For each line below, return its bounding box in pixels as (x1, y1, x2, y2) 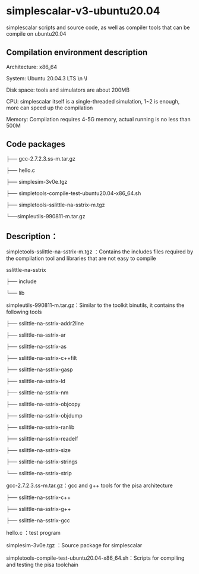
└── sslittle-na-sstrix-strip (6, 470, 72, 477)
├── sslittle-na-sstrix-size (6, 447, 71, 454)
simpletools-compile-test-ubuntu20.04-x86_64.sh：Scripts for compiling (6, 554, 185, 562)
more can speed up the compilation (6, 104, 93, 111)
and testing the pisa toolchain (6, 561, 78, 569)
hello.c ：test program (6, 529, 61, 537)
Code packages (6, 139, 66, 149)
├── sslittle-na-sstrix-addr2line (6, 320, 84, 327)
